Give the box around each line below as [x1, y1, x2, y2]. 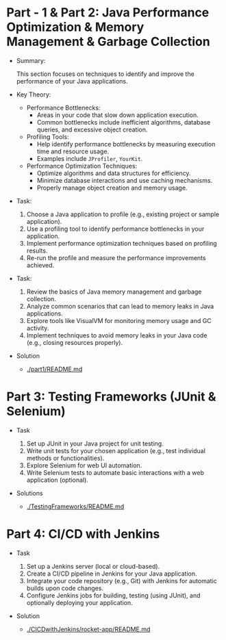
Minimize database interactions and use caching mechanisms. [36, 176, 213, 184]
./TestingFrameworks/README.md [26, 502, 125, 511]
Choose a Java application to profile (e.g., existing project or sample [26, 210, 220, 218]
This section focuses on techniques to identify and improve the [16, 70, 194, 78]
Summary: [16, 56, 46, 64]
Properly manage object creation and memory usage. [36, 183, 188, 192]
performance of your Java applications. [16, 77, 128, 85]
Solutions [16, 489, 43, 497]
